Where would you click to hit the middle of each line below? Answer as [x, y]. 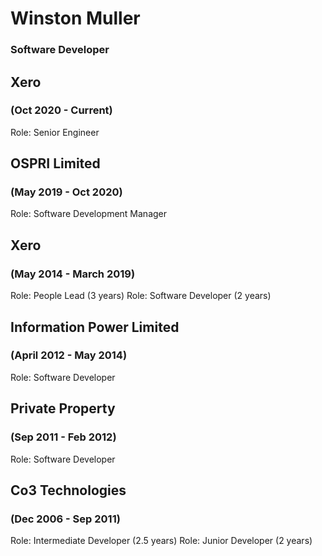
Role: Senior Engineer [55, 132]
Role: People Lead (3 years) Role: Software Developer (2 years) [141, 296]
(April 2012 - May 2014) [69, 355]
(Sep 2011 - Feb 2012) [63, 437]
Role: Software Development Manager [89, 214]
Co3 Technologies [68, 490]
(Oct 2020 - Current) [61, 110]
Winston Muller [75, 18]
